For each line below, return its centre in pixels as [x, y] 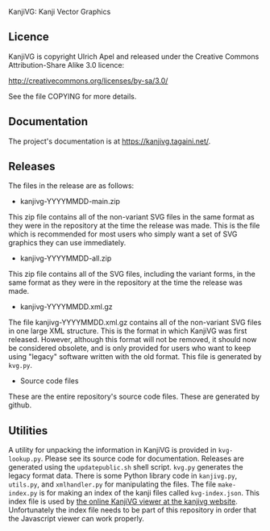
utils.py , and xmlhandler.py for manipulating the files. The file [112, 484]
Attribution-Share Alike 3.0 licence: [66, 65]
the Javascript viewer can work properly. [77, 519]
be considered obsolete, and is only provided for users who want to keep [130, 348]
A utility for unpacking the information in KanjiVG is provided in [112, 450]
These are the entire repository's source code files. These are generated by [134, 397]
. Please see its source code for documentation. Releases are [142, 458]
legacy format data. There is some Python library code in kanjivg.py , [123, 476]
